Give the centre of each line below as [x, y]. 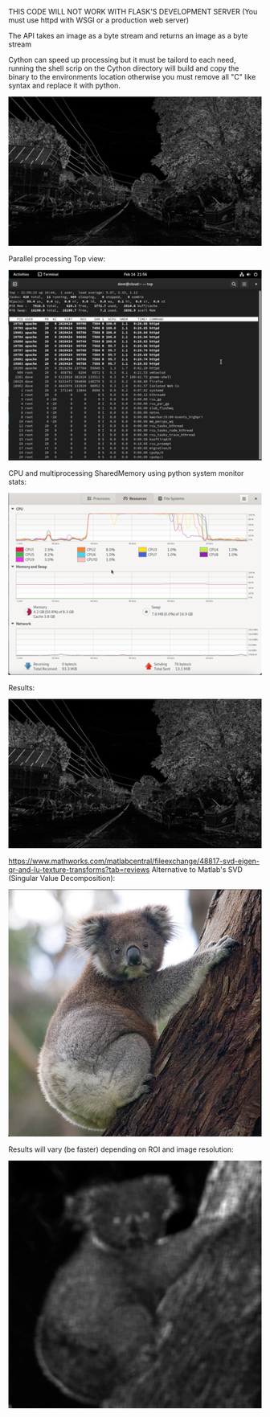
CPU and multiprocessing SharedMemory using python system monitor [126, 473]
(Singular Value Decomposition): [62, 878]
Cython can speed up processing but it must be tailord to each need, [122, 60]
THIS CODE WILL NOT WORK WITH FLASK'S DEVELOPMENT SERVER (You [133, 12]
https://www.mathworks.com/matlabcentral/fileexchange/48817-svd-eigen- [134, 861]
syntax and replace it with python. [64, 85]
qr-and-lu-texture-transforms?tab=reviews [79, 869]
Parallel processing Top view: [57, 258]
